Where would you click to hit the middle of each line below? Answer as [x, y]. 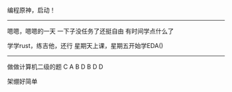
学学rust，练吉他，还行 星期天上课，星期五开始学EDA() [85, 46]
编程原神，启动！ [31, 10]
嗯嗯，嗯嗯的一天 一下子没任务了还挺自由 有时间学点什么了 [90, 31]
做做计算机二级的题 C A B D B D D [55, 67]
